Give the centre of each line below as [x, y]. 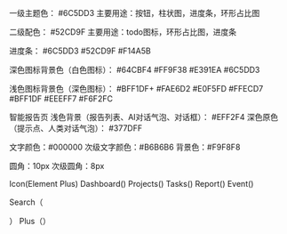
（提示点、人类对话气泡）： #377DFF [76, 128]
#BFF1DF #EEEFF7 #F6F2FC [61, 99]
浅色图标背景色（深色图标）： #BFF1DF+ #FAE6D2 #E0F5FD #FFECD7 [136, 89]
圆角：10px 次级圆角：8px [57, 166]
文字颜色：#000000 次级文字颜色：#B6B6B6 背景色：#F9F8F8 [125, 147]
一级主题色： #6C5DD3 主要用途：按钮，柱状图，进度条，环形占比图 [135, 13]
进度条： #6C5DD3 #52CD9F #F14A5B [80, 51]
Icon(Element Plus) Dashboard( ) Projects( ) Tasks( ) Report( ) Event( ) [132, 184]
